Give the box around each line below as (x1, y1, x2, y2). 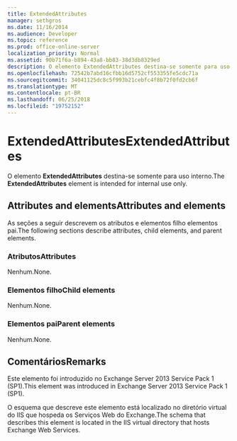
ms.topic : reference (7, 37, 69, 44)
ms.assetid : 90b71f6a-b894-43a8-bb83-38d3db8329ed (7, 57, 160, 64)
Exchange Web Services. (7, 426, 81, 435)
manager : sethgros (7, 17, 62, 24)
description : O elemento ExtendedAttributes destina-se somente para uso (7, 63, 231, 70)
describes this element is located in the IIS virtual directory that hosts (7, 418, 210, 427)
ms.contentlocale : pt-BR (7, 89, 81, 96)
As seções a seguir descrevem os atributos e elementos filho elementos (7, 218, 219, 227)
